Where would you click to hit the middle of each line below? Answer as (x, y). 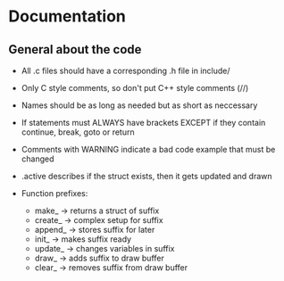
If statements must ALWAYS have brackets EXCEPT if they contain (143, 123)
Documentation (67, 17)
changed (38, 159)
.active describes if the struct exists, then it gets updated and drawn (147, 176)
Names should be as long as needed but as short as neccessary (139, 105)
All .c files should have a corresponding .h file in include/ (125, 70)
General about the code (75, 50)
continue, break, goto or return (78, 132)
